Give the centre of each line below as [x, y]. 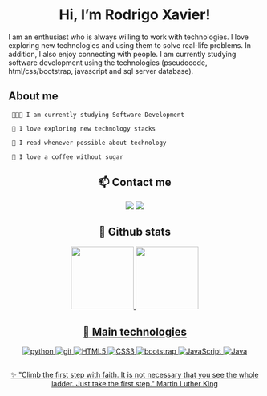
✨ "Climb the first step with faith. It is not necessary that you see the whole [135, 374]
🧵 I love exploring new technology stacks [84, 129]
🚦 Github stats [135, 231]
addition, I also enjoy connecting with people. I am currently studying [122, 54]
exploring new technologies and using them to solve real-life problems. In [129, 45]
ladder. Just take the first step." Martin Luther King [135, 383]
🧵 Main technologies [135, 331]
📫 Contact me [135, 182]
